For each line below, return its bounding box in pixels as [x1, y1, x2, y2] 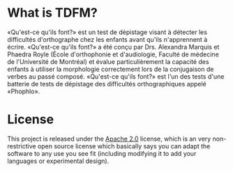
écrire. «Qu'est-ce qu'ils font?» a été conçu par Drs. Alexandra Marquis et [7, 42, 220, 51]
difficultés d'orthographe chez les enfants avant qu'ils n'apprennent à [7, 35, 208, 43]
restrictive [7, 141, 36, 150]
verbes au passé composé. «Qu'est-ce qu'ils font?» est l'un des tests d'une [7, 72, 225, 81]
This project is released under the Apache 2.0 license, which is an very [7, 134, 211, 143]
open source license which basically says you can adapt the [37, 141, 211, 150]
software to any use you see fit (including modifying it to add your [7, 149, 197, 157]
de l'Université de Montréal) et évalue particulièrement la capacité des [7, 57, 209, 65]
